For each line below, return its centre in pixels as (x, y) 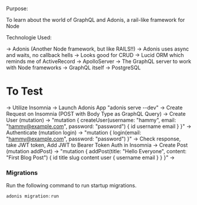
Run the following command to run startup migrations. (71, 186)
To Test (24, 91)
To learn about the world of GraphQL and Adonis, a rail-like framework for (96, 20)
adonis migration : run (33, 196)
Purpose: (17, 9)
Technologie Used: (29, 37)
